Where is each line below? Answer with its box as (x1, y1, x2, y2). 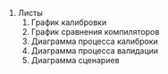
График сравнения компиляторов (30, 27, 160, 37)
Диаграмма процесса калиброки (30, 36, 158, 46)
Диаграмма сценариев (30, 55, 120, 65)
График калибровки (30, 17, 107, 28)
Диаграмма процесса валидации (30, 45, 159, 56)
